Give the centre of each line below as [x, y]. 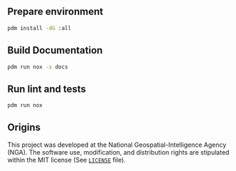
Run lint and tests [47, 89]
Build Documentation [55, 50]
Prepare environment [55, 12]
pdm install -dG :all [39, 28]
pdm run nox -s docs [38, 67]
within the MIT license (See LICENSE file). [66, 160]
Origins [24, 128]
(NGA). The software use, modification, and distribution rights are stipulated [118, 152]
